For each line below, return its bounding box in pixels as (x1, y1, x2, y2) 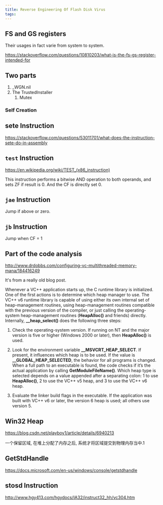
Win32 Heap (5, 417, 44, 425)
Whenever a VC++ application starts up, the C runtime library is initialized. (5, 287, 154, 293)
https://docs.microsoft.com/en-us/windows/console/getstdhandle (5, 467, 138, 473)
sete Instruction (5, 122, 54, 130)
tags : (5, 12, 16, 17)
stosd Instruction (5, 482, 58, 490)
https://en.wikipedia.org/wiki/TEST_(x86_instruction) (5, 167, 110, 173)
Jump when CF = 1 (5, 236, 43, 242)
